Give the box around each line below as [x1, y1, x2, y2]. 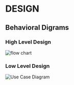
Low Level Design [5, 62, 50, 69]
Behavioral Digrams [5, 23, 69, 32]
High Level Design [5, 38, 51, 46]
